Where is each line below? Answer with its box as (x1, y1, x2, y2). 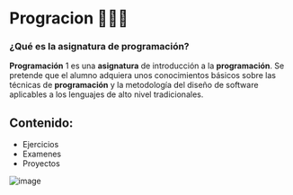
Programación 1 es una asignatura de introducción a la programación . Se (9, 60, 285, 71)
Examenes (22, 148, 61, 160)
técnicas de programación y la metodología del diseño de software (9, 80, 259, 91)
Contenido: (9, 115, 74, 130)
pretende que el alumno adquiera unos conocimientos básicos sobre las (9, 70, 277, 81)
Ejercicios (22, 139, 59, 150)
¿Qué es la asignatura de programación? (9, 40, 191, 53)
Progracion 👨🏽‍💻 (9, 8, 129, 29)
